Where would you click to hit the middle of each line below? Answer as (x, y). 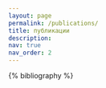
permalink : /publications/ (53, 23)
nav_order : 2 (30, 53)
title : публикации (39, 30)
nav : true (25, 46)
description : (30, 38)
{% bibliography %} (41, 76)
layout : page (30, 16)
